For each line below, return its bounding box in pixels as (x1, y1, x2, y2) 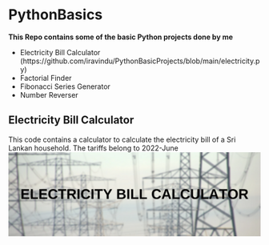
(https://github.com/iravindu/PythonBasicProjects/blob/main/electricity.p (19, 56, 260, 66)
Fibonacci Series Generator (19, 82, 110, 91)
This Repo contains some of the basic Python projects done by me (8, 32, 234, 42)
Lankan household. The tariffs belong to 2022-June (8, 143, 179, 153)
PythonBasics (8, 6, 103, 24)
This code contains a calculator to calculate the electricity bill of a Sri (8, 135, 236, 144)
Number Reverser (19, 90, 78, 99)
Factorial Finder (19, 73, 72, 82)
